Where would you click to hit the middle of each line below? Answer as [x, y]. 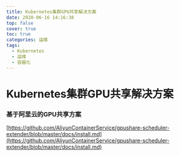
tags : [13, 46]
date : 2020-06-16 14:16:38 [40, 17]
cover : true [21, 29]
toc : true [19, 34]
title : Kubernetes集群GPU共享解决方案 [51, 12]
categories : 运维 [27, 40]
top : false [20, 23]
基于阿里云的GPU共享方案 [44, 114]
